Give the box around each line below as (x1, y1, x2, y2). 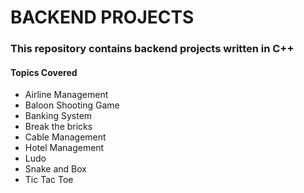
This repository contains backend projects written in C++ (10, 42, 295, 56)
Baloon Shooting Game (24, 99, 120, 111)
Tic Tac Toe (24, 174, 74, 186)
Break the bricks (24, 121, 93, 133)
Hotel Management (24, 142, 105, 154)
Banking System (24, 110, 93, 122)
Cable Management (24, 131, 107, 143)
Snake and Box (24, 163, 87, 175)
